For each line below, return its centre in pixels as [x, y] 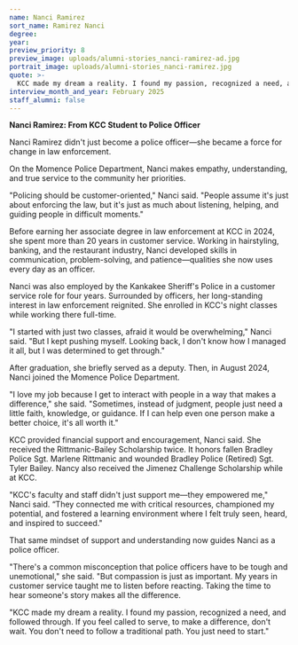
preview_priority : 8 [47, 51]
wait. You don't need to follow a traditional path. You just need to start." [139, 632]
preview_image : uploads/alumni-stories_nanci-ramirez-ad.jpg [125, 59]
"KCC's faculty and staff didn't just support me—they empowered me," [139, 495]
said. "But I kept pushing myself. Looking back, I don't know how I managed [148, 342]
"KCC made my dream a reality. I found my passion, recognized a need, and [148, 612]
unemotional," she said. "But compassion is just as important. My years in [143, 577]
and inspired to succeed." [56, 523]
